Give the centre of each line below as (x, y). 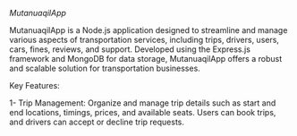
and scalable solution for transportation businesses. (105, 68)
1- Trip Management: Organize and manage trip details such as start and (143, 103)
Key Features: (34, 85)
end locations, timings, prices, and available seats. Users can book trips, (143, 112)
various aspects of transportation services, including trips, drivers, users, (144, 40)
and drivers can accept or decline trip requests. (97, 122)
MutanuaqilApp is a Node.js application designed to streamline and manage (148, 30)
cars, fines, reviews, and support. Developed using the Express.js (130, 49)
